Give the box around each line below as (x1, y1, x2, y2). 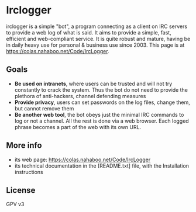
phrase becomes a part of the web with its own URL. (14, 123, 142, 130)
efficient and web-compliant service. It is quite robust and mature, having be (6, 35, 191, 42)
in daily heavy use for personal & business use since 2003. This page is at (6, 41, 185, 48)
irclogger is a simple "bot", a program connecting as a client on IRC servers (6, 23, 188, 30)
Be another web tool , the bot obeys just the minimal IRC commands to (14, 111, 184, 118)
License (6, 185, 36, 195)
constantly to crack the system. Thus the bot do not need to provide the (14, 86, 188, 93)
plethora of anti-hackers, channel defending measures (14, 92, 146, 99)
